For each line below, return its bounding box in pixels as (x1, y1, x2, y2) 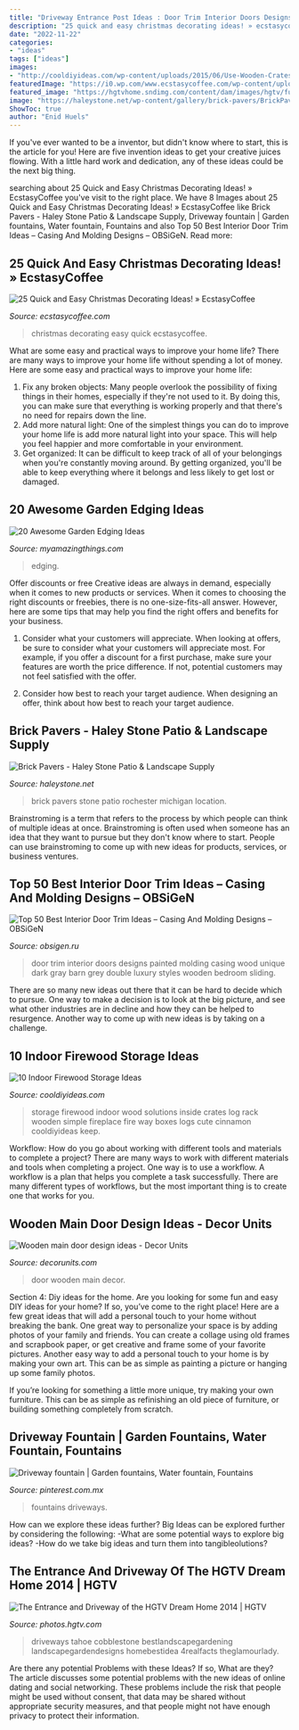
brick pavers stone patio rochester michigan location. (30, 795, 227, 806)
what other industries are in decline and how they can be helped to (9, 1004, 255, 1015)
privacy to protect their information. (9, 1709, 140, 1721)
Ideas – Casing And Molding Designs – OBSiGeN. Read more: (9, 230, 233, 241)
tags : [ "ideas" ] (9, 54, 69, 63)
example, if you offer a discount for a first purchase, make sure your (21, 652, 272, 663)
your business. (9, 615, 64, 626)
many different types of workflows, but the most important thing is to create (9, 1181, 287, 1191)
